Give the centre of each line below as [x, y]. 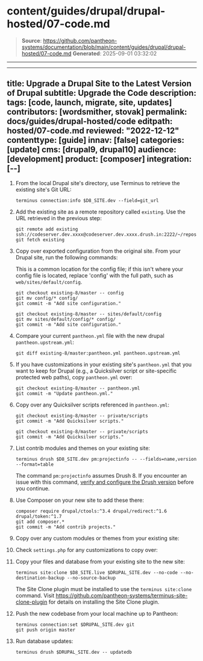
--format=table [35, 464]
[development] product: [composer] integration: [99, 159]
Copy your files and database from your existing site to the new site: [100, 561]
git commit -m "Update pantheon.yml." [64, 393]
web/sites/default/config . [49, 282]
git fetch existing [40, 239]
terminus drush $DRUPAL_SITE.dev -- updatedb [73, 652]
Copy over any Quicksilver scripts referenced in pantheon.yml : [92, 405]
